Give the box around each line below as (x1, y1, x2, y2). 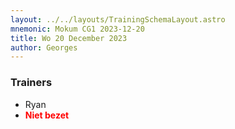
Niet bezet (24, 109, 70, 121)
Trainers (10, 76, 53, 90)
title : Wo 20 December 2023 (10, 33, 128, 43)
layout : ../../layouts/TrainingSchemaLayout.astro (10, 14, 226, 25)
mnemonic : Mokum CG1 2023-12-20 (10, 24, 145, 34)
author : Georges (10, 42, 78, 53)
